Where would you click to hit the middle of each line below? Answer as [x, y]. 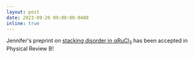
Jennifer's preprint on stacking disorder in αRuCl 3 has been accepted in [97, 42]
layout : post [23, 12]
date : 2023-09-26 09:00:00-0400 [47, 18]
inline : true [23, 23]
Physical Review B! [30, 49]
